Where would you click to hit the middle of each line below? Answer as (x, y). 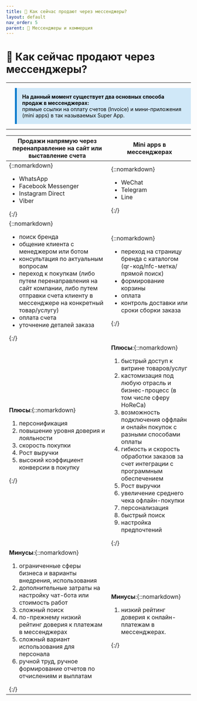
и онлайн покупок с (149, 427)
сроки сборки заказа (151, 310)
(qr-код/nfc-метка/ (149, 266)
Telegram (134, 190)
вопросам (33, 266)
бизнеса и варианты (48, 573)
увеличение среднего (152, 493)
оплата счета (38, 318)
